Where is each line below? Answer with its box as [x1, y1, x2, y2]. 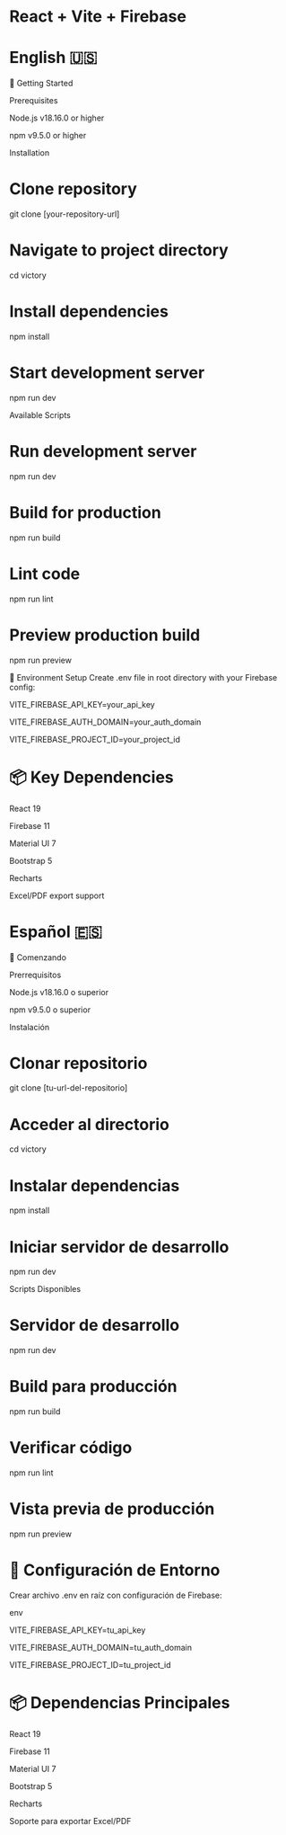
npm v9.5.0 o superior [9, 1004, 91, 1015]
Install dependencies [9, 301, 169, 322]
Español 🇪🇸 [9, 922, 103, 941]
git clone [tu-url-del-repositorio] [9, 1082, 128, 1093]
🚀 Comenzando [9, 951, 67, 963]
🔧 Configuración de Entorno [9, 1560, 221, 1581]
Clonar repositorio [9, 1053, 148, 1073]
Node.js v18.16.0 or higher [9, 112, 105, 123]
